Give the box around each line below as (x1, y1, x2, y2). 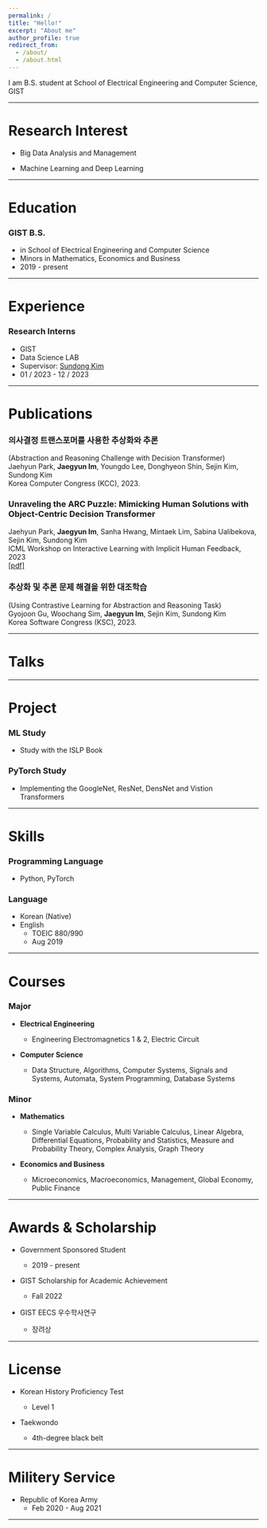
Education (8, 199, 77, 217)
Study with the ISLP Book (19, 745, 103, 755)
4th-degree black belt (31, 1433, 103, 1443)
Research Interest (8, 122, 129, 140)
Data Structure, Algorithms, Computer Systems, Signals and (31, 1065, 228, 1075)
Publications (8, 404, 93, 423)
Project (8, 698, 57, 717)
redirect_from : (8, 41, 59, 49)
